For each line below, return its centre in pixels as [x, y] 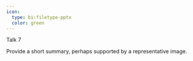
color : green [28, 23]
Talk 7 [14, 40]
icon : [13, 12]
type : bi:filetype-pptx [41, 17]
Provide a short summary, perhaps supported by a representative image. [97, 51]
